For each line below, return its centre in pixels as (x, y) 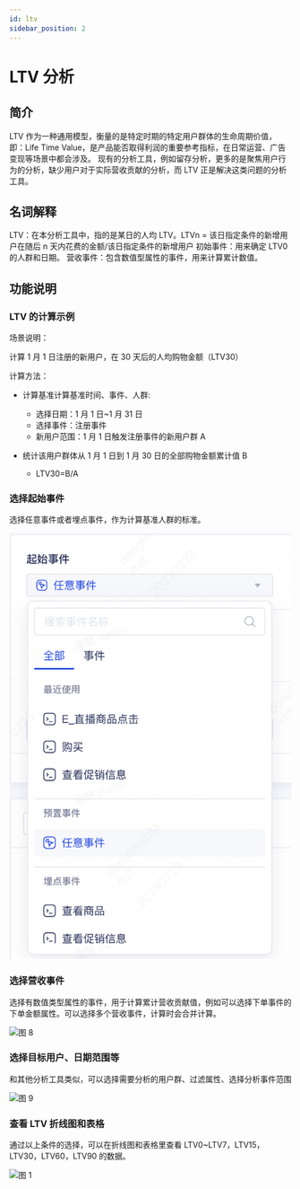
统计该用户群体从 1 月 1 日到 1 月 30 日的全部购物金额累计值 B (135, 455)
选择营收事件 (37, 981)
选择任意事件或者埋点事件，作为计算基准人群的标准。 (107, 520)
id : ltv (24, 19)
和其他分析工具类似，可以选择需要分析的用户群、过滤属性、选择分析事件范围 (150, 1079)
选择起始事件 (37, 498)
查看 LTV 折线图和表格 (57, 1123)
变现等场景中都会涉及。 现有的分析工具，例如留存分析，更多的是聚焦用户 (144, 158)
